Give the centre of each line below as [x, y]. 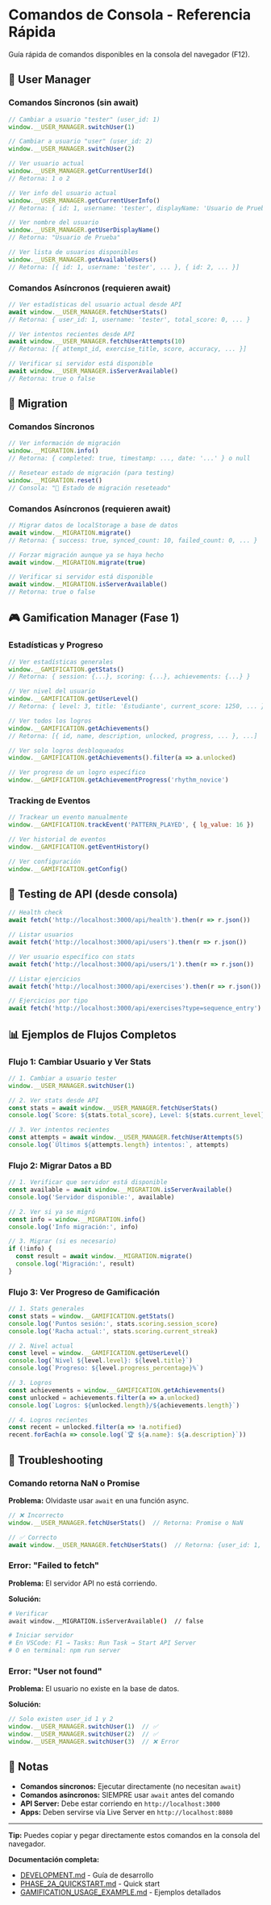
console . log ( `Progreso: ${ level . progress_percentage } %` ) [106, 1369]
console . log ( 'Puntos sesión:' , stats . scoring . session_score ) [113, 1323]
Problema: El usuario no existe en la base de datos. [94, 1689]
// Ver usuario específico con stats [72, 957]
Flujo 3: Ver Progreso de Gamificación [84, 1292]
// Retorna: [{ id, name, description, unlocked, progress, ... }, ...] [133, 736]
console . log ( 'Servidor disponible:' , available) [92, 1197]
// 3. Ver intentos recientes [59, 1130]
